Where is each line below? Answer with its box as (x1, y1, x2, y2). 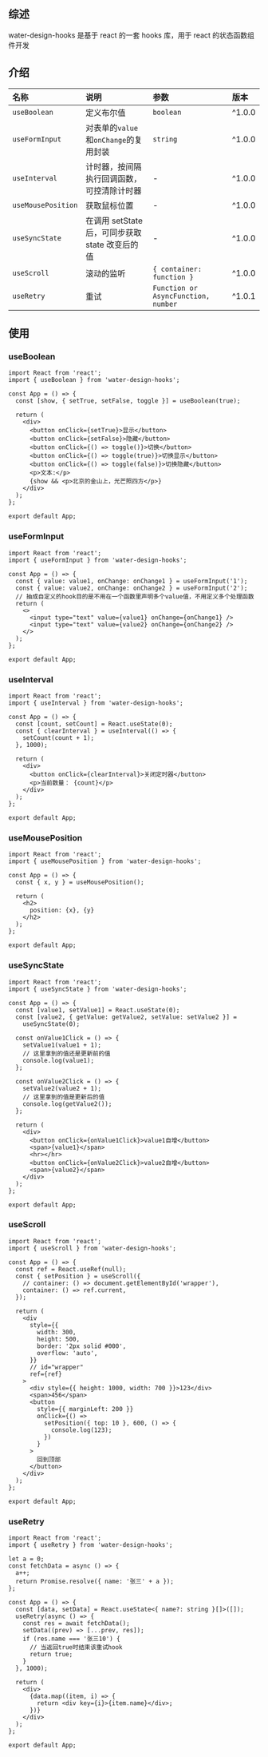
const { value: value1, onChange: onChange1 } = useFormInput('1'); (15, 577, 248, 585)
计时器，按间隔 (85, 161, 142, 172)
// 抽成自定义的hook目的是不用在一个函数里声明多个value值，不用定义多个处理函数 (15, 592, 254, 601)
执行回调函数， (85, 173, 142, 184)
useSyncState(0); (22, 1020, 81, 1028)
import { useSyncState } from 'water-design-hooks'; (8, 985, 187, 993)
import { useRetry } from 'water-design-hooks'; (8, 1541, 173, 1549)
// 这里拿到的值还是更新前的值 (22, 1049, 111, 1057)
